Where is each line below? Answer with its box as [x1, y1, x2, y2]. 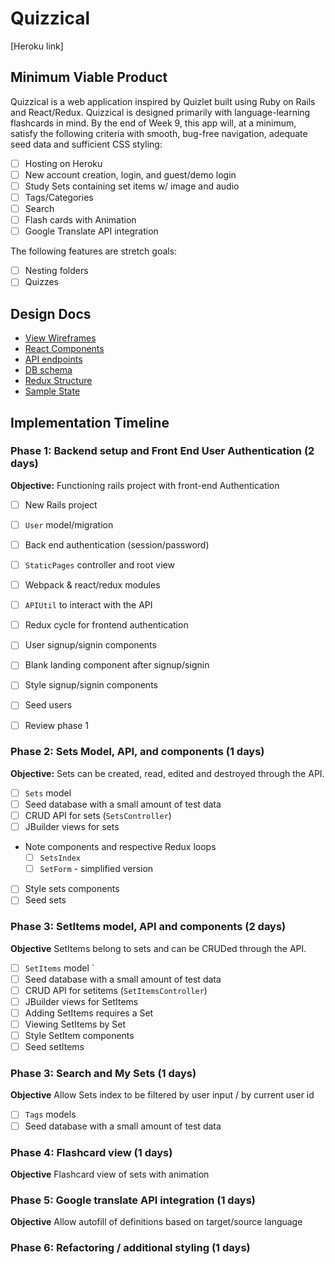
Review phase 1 [24, 719, 89, 731]
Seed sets [24, 894, 67, 906]
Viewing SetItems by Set [24, 1018, 127, 1030]
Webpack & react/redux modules [24, 579, 161, 591]
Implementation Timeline [10, 414, 170, 431]
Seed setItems [24, 1041, 85, 1053]
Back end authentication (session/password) [24, 538, 210, 551]
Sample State [24, 385, 81, 397]
